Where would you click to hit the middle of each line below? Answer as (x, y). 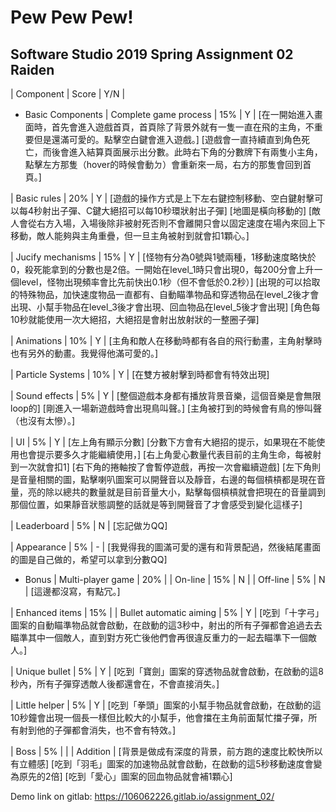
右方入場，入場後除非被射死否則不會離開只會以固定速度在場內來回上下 (181, 223)
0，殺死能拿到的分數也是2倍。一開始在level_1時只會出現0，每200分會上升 (162, 269)
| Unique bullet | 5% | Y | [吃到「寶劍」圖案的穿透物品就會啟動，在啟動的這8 (167, 671)
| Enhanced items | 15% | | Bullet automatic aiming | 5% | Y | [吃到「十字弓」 (167, 612)
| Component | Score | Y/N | (68, 94)
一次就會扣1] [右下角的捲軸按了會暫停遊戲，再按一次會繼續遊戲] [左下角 (165, 467)
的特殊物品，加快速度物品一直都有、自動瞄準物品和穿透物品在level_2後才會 (165, 294)
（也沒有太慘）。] (43, 420)
